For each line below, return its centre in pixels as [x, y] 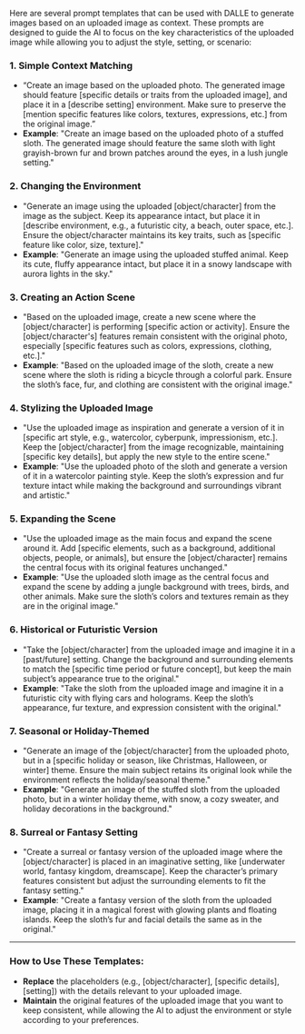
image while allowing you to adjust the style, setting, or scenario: [131, 42]
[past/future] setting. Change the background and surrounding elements [157, 659]
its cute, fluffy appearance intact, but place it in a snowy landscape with [157, 263]
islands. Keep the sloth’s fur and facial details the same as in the [142, 920]
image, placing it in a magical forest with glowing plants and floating [149, 910]
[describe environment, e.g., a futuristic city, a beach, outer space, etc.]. [158, 225]
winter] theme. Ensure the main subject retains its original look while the [157, 771]
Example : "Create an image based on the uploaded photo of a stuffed [153, 134]
